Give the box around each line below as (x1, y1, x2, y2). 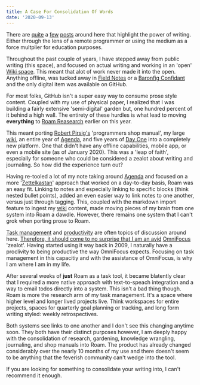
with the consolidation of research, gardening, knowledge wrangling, (6, 335, 176, 342)
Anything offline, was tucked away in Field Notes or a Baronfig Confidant (6, 74, 185, 81)
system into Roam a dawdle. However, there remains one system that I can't (6, 211, 193, 218)
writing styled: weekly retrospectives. (6, 310, 99, 317)
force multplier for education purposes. (6, 43, 103, 51)
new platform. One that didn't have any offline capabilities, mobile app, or (6, 142, 187, 149)
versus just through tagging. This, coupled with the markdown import (6, 198, 176, 205)
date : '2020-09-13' (6, 14, 55, 20)
